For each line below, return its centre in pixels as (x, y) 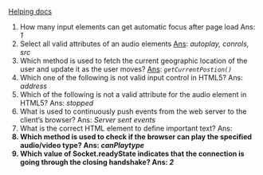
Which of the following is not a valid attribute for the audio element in (133, 94)
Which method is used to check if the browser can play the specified (136, 137)
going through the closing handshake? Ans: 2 (97, 162)
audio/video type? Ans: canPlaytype (82, 145)
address (33, 86)
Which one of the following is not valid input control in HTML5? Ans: (131, 78)
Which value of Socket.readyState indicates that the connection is (132, 154)
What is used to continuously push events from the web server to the (133, 111)
